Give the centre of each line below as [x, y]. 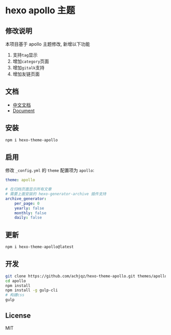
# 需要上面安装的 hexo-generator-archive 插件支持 [56, 194]
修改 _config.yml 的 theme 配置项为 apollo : [50, 170]
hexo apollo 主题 [40, 10]
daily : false [28, 218]
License [18, 316]
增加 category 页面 [31, 61]
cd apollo [16, 281]
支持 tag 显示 [25, 55]
